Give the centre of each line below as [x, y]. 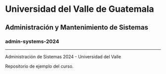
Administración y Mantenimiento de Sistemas [77, 27]
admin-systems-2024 [32, 41]
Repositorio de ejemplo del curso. [40, 66]
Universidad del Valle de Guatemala [80, 9]
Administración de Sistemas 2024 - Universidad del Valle [63, 56]
